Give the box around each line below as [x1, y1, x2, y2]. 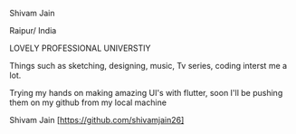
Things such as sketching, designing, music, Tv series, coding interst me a [9, 61, 288, 71]
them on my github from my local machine [9, 97, 167, 108]
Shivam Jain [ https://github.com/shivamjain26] [9, 115, 185, 125]
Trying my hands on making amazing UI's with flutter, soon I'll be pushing [9, 88, 283, 98]
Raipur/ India [9, 25, 57, 35]
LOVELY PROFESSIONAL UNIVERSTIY [9, 43, 151, 53]
